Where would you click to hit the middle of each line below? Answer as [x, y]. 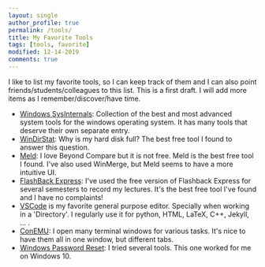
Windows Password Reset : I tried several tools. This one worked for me [135, 247]
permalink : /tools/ [40, 30]
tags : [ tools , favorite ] [49, 45]
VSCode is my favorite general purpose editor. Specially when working [134, 206]
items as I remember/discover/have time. [75, 98]
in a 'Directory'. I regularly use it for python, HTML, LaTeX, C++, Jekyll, [134, 214]
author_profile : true [44, 23]
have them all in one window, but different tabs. [97, 239]
